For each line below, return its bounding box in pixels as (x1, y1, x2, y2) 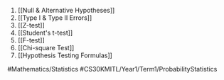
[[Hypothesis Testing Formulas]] (17, 51, 112, 59)
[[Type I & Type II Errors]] (17, 13, 92, 22)
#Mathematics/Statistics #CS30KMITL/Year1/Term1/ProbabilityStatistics (7, 65, 218, 73)
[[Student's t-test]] (17, 28, 73, 37)
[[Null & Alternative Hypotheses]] (17, 6, 115, 14)
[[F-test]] (17, 36, 45, 45)
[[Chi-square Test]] (17, 44, 75, 52)
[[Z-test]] (17, 21, 45, 29)
